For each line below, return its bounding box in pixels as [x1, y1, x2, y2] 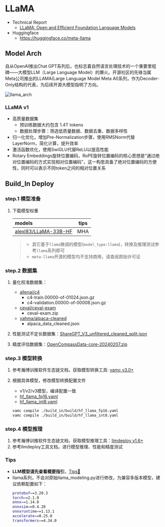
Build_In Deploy [5, 180, 54, 188]
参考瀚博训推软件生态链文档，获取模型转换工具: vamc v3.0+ [12, 367, 134, 373]
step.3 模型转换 [5, 355, 43, 362]
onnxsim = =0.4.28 [12, 504, 46, 509]
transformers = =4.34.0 [12, 518, 57, 523]
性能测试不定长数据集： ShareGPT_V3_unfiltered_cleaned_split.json [12, 331, 147, 337]
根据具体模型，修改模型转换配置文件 [12, 377, 86, 383]
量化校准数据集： [12, 280, 47, 285]
